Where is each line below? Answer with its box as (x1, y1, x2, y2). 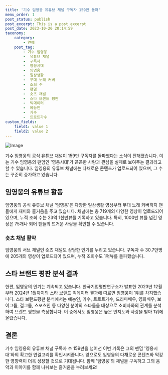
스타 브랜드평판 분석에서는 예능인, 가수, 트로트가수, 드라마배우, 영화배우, (16, 296, 156, 302)
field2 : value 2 (14, 129, 49, 134)
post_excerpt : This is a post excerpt (5, 21, 86, 27)
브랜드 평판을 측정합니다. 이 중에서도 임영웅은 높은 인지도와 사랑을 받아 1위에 (14, 309, 163, 315)
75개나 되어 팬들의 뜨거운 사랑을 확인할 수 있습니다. (14, 221, 114, 227)
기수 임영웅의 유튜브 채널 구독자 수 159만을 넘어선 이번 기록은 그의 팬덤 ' (5, 345, 146, 351)
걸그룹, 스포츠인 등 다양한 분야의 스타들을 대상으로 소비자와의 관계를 (20, 302, 152, 309)
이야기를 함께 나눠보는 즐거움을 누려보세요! (14, 364, 98, 370)
